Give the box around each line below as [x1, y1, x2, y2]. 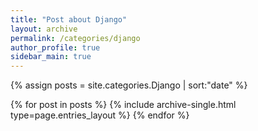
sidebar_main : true [10, 52, 92, 62]
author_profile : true [10, 42, 101, 53]
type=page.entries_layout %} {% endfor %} [10, 109, 190, 121]
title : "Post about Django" [10, 14, 128, 25]
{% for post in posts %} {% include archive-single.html [10, 99, 237, 111]
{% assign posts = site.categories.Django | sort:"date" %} [10, 79, 248, 91]
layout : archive [10, 24, 78, 34]
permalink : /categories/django [10, 33, 141, 43]
